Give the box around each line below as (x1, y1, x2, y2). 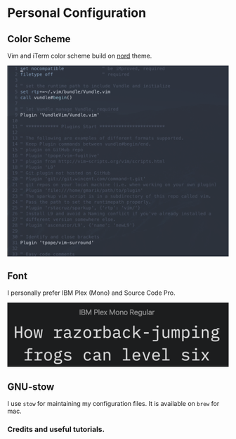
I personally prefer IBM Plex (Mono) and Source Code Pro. (7, 288, 176, 297)
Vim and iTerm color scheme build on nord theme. (7, 51, 152, 60)
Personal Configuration (7, 5, 146, 21)
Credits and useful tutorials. (7, 424, 105, 434)
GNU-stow (7, 381, 55, 393)
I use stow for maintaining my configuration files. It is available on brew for (7, 399, 220, 407)
